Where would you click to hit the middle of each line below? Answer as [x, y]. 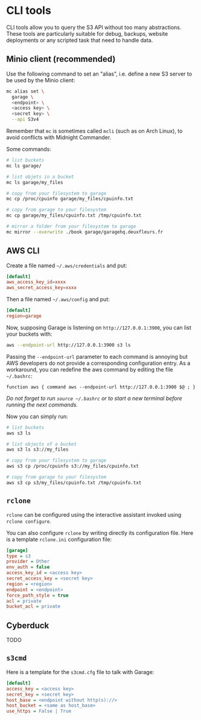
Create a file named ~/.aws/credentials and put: [67, 265]
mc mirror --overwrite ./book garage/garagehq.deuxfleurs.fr [85, 232]
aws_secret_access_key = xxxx [42, 288]
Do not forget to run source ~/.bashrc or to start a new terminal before [94, 398]
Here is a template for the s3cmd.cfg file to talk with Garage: [80, 672]
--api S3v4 [25, 119]
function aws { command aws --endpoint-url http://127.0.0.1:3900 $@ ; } [101, 387]
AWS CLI [23, 251]
